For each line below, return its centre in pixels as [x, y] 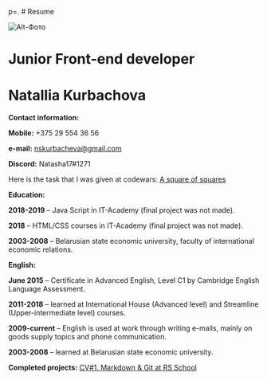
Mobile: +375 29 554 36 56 [54, 133]
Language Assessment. [47, 289]
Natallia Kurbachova [77, 96]
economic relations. [41, 249]
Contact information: [44, 118]
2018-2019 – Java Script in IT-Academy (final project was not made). [122, 210]
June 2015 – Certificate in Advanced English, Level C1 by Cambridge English [134, 280]
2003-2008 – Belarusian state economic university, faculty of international [132, 241]
